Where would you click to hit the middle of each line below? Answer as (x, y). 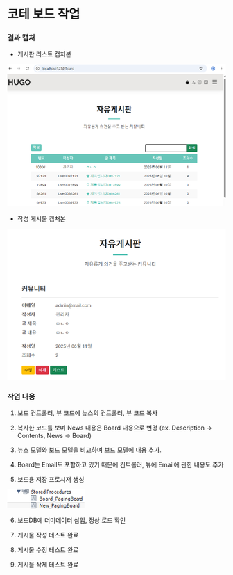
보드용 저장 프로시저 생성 (51, 479)
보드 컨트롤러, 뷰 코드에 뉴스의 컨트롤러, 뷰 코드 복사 (87, 413)
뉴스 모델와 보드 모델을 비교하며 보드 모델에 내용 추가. (89, 450)
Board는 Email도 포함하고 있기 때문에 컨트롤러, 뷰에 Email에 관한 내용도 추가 (120, 464)
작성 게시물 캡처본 (41, 219)
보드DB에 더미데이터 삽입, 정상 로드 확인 (71, 520)
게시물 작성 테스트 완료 (48, 535)
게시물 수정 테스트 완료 (48, 549)
